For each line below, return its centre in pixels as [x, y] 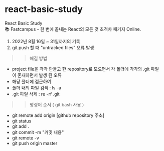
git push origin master [35, 143]
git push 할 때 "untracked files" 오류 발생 [53, 47]
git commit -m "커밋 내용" [38, 132]
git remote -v [25, 138]
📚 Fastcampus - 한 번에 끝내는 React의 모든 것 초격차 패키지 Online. [73, 29]
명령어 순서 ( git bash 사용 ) [57, 104]
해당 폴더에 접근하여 [31, 81]
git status [22, 121]
